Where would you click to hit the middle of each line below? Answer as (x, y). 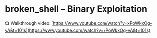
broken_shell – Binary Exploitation (76, 9)
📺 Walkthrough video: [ (29, 23)
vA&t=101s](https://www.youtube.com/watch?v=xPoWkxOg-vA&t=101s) (78, 30)
